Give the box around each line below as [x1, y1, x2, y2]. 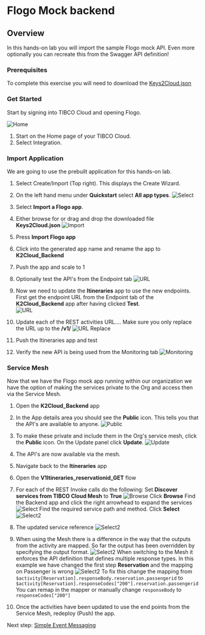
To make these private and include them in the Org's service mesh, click [15, 432, 197, 439]
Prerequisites [7, 65, 47, 74]
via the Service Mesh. [7, 391, 61, 398]
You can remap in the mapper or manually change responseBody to [15, 586, 182, 594]
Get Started [7, 95, 42, 104]
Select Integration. [15, 138, 63, 146]
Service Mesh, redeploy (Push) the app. [15, 610, 116, 617]
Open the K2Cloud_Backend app [15, 402, 100, 410]
